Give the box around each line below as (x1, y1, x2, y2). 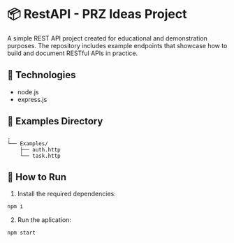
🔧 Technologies (7, 69, 76, 81)
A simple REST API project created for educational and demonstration (7, 34, 207, 43)
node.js (17, 87, 40, 96)
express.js (17, 95, 47, 103)
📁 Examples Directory (7, 115, 103, 127)
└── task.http (20, 152, 61, 159)
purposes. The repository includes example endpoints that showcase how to (7, 41, 228, 50)
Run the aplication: (17, 216, 72, 224)
